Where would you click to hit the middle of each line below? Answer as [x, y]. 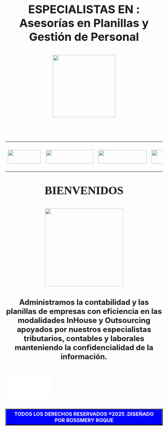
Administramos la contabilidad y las [84, 302]
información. [84, 357]
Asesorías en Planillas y [84, 23]
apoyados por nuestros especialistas [84, 329]
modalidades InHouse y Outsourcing [84, 320]
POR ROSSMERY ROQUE [84, 420]
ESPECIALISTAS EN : [84, 9]
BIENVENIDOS [84, 190]
